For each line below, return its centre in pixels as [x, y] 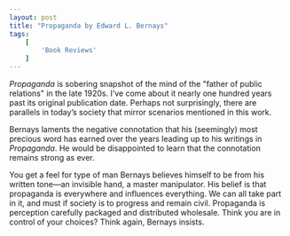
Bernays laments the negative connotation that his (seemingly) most [134, 129]
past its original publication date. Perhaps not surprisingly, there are [133, 102]
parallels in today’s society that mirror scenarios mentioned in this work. [141, 112]
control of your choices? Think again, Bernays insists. [107, 222]
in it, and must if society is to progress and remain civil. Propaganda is [137, 203]
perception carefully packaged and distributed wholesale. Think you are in [145, 212]
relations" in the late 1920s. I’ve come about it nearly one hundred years [141, 93]
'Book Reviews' [69, 51]
